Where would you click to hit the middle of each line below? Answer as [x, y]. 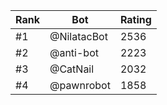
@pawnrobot [80, 85]
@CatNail [72, 69]
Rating [135, 19]
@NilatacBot [78, 36]
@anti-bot [74, 52]
